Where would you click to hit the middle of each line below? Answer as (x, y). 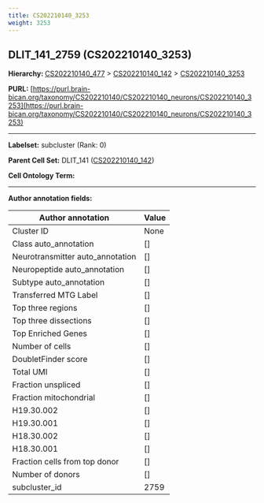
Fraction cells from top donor (66, 462)
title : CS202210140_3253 (49, 15)
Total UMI (30, 372)
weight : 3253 (29, 23)
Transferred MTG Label (55, 295)
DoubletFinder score (50, 360)
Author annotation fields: (50, 199)
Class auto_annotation (53, 244)
